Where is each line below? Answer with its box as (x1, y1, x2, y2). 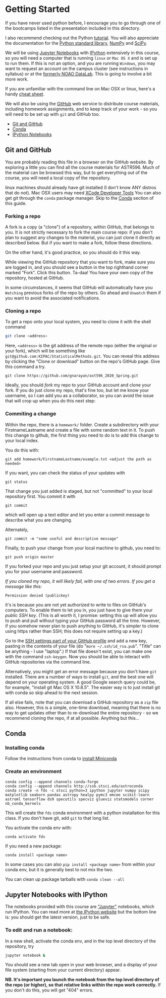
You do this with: (5, 447, 40, 453)
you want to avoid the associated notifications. (5, 295, 101, 301)
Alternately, (5, 527, 29, 533)
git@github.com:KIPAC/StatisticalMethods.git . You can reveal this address (5, 353, 160, 359)
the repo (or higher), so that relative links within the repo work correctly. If (5, 982, 161, 988)
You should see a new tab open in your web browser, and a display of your (5, 962, 158, 968)
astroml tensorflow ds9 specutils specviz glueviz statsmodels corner (5, 796, 154, 802)
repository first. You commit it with (5, 493, 76, 499)
